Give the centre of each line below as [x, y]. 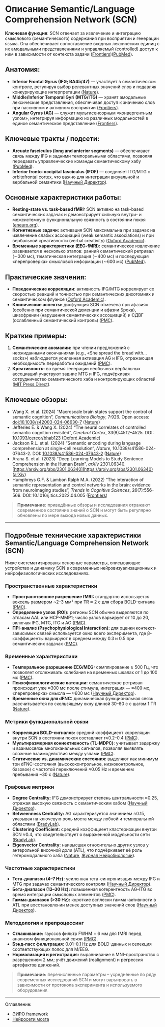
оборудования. [33, 990]
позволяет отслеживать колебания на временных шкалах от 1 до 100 [85, 673]
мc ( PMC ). [23, 677]
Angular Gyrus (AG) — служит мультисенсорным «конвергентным [82, 113]
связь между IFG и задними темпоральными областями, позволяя [82, 156]
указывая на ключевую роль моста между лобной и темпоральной [83, 819]
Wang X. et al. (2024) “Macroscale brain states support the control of [82, 412]
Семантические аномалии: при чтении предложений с [71, 348]
